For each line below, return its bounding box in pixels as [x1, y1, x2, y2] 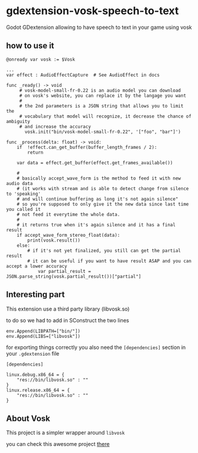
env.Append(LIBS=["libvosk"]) [6, 333, 81, 339]
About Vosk [6, 413, 50, 423]
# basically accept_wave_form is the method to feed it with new [17, 175, 181, 181]
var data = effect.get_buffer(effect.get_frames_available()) [17, 159, 173, 166]
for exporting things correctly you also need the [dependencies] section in [6, 344, 186, 351]
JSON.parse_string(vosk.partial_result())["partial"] [6, 273, 142, 279]
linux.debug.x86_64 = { [6, 371, 65, 377]
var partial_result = [37, 268, 92, 274]
